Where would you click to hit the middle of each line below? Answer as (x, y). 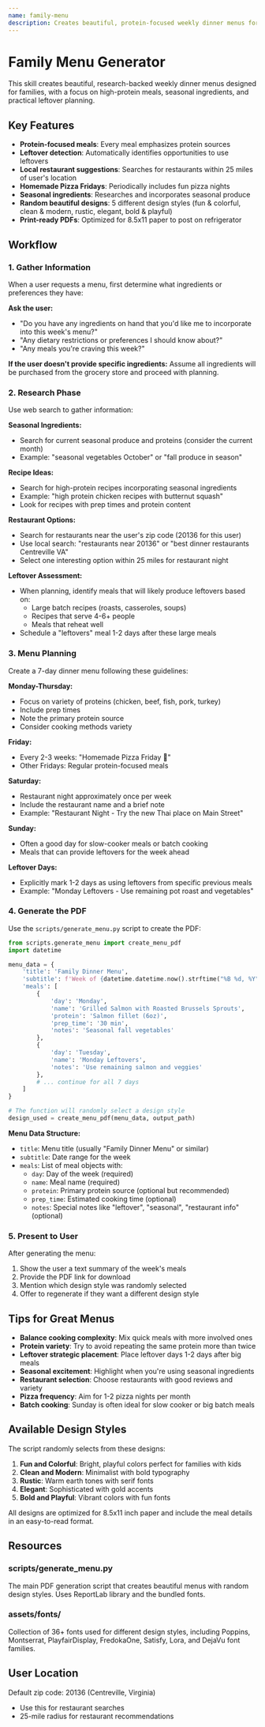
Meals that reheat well (67, 625)
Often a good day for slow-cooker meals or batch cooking (114, 843)
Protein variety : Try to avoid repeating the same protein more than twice (138, 1346)
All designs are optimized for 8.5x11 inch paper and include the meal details (130, 1512)
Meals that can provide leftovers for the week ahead (104, 852)
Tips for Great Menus (62, 1318)
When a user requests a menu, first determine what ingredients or (115, 284)
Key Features (41, 125)
